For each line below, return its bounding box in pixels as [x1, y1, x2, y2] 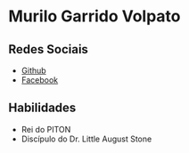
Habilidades [8, 101, 77, 116]
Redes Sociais [8, 42, 88, 57]
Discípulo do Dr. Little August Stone [21, 133, 152, 144]
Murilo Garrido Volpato [8, 6, 181, 27]
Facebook [21, 75, 59, 85]
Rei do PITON [21, 124, 71, 134]
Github [21, 65, 46, 76]
